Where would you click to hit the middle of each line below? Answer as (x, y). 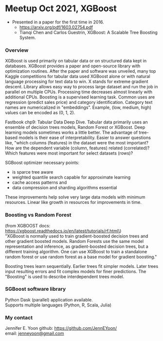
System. (27, 38)
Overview (17, 50)
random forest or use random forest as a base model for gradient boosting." (81, 257)
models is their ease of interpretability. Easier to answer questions (85, 138)
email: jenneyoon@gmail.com (35, 333)
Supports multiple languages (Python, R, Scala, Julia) (58, 305)
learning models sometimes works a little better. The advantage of (71, 133)
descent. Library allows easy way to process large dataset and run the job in (81, 87)
